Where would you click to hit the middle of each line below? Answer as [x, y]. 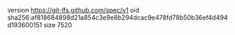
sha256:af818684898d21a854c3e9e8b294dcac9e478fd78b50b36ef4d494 [118, 17]
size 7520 [58, 25]
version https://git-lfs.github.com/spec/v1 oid [73, 10]
